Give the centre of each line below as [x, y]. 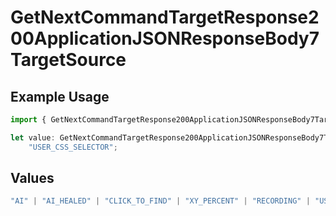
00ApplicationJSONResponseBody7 [165, 38]
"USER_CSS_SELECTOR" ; [73, 147]
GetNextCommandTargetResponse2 [165, 17]
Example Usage [60, 96]
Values [32, 178]
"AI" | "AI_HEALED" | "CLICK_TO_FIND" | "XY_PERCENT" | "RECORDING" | [160, 201]
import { [28, 120]
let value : [33, 137]
